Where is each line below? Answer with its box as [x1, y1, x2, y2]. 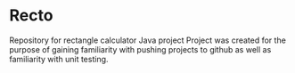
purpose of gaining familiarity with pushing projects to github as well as [9, 44, 272, 54]
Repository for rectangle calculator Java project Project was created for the [9, 35, 287, 45]
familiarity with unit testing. [9, 53, 109, 64]
